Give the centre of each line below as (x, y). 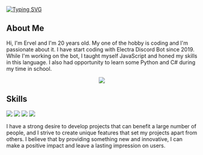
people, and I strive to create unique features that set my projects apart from (102, 133)
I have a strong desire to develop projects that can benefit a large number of (101, 126)
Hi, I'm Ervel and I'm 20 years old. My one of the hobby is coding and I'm (97, 43)
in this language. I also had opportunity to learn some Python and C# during (101, 62)
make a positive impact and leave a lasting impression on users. (86, 145)
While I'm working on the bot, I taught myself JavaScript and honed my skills (102, 56)
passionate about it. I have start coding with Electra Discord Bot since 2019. (101, 49)
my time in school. (29, 68)
